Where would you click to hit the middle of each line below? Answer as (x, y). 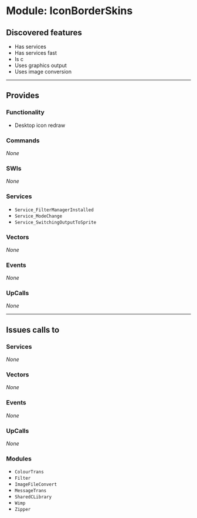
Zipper (23, 510)
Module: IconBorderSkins (69, 11)
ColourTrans (29, 472)
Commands (23, 141)
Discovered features (44, 33)
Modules (19, 459)
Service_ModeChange (38, 216)
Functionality (26, 112)
